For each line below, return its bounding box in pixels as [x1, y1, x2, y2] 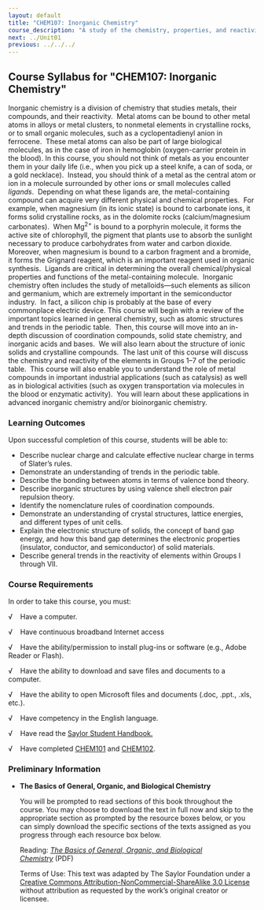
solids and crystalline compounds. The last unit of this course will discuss [8, 347, 249, 357]
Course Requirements [8, 578, 93, 589]
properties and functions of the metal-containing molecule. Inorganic [8, 272, 233, 281]
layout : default [8, 11, 61, 20]
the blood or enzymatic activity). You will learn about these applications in [8, 389, 250, 399]
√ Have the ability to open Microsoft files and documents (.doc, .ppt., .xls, [8, 690, 252, 700]
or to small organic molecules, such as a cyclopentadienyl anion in [8, 128, 223, 138]
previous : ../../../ [8, 41, 76, 49]
